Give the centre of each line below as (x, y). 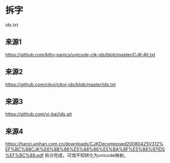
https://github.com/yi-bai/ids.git (39, 114)
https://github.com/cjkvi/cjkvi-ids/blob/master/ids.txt (60, 84)
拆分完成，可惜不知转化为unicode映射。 (87, 155)
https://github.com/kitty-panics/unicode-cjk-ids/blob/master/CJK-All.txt (80, 54)
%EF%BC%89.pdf (25, 155)
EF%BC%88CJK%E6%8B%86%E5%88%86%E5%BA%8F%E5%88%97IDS (85, 149)
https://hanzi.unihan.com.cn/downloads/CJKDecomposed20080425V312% (84, 144)
